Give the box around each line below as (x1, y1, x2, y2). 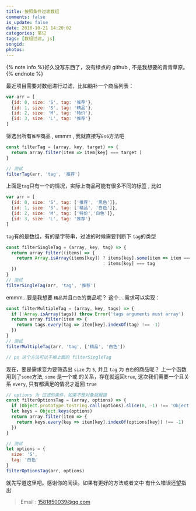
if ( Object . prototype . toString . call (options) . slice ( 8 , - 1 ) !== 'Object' (11, 403, 192, 409)
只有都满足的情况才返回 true (28, 380, 97, 387)
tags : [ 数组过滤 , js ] (6, 36, 55, 42)
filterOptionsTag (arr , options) (6, 468, 85, 473)
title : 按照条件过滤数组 (6, 8, 60, 15)
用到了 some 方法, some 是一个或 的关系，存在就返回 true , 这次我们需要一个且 (6, 373, 184, 380)
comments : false (6, 14, 45, 20)
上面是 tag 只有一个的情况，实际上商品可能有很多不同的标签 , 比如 (6, 182, 162, 189)
